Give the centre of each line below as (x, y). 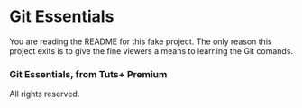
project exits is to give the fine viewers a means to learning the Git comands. (151, 50)
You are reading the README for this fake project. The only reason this (141, 41)
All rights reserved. (45, 94)
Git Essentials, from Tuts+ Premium (88, 74)
